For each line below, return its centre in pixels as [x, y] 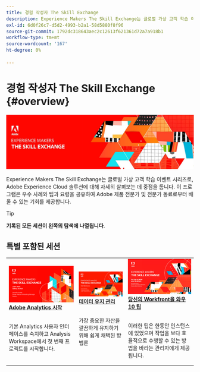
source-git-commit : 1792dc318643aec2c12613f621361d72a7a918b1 [85, 31]
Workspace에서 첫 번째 [36, 341]
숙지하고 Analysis [50, 333]
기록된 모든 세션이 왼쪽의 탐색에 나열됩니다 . [56, 226]
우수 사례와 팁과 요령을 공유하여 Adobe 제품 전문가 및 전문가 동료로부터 [104, 194]
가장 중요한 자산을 [99, 320]
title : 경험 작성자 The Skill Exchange [52, 12]
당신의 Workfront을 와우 [157, 300]
